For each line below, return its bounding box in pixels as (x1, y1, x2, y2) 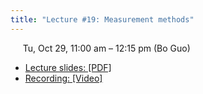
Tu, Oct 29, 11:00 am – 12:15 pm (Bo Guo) (22, 42, 191, 54)
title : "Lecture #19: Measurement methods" (10, 14, 195, 25)
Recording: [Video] (24, 72, 103, 84)
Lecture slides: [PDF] (24, 61, 112, 73)
